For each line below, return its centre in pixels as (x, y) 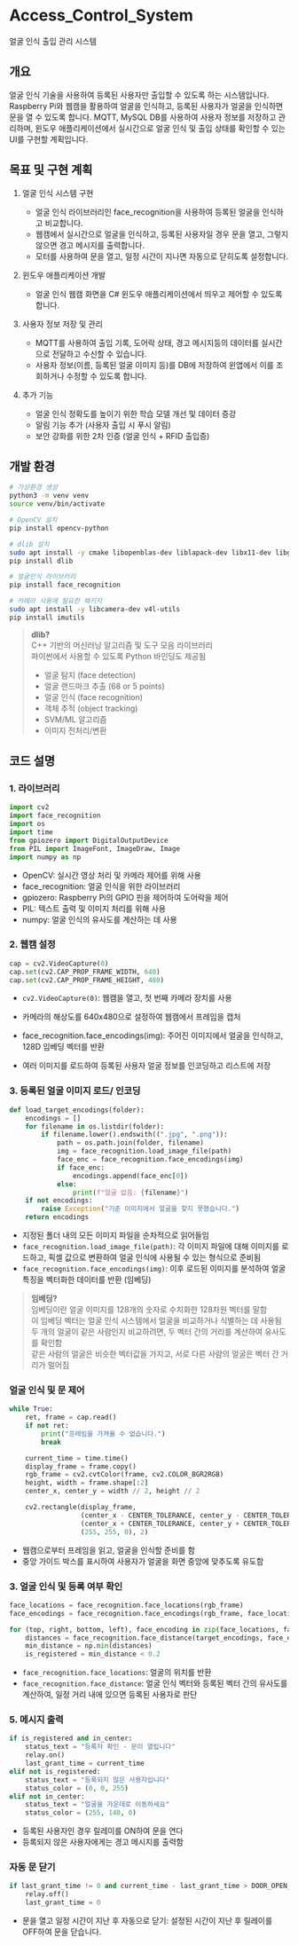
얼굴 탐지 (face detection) (90, 674)
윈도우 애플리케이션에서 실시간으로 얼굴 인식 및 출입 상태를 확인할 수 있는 (161, 128)
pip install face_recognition (65, 585)
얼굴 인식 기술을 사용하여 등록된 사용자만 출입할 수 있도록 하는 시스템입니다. (139, 95)
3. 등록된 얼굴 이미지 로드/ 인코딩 (75, 1091)
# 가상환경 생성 (34, 488)
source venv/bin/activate (57, 504)
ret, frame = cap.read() (71, 1417)
